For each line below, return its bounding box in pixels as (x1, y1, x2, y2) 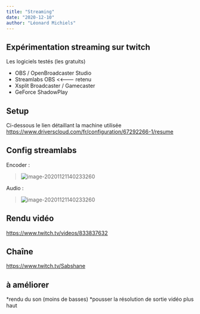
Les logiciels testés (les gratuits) (6, 58, 86, 65)
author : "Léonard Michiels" (6, 20, 76, 26)
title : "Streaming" (6, 8, 55, 15)
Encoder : (6, 161, 30, 168)
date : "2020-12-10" (6, 14, 55, 20)
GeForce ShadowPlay (14, 89, 68, 96)
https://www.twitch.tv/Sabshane (6, 263, 85, 270)
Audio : (6, 184, 24, 191)
